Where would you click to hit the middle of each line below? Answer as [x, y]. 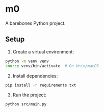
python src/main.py [26, 104]
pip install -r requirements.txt [41, 85]
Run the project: [30, 95]
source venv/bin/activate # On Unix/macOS [52, 66]
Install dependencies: [35, 76]
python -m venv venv [27, 61]
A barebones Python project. [35, 23]
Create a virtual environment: [43, 51]
